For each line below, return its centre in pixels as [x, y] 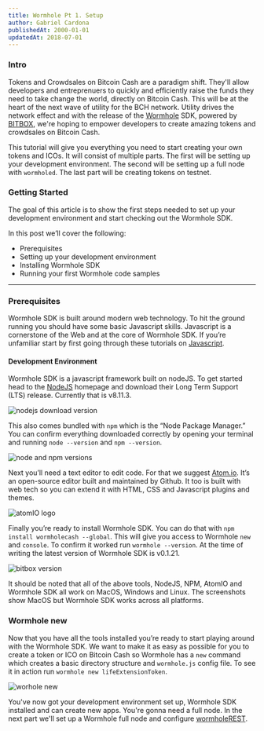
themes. [21, 498]
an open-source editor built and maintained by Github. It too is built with [125, 481]
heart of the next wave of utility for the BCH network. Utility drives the [121, 107]
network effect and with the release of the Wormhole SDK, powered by [123, 115]
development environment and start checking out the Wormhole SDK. [121, 217]
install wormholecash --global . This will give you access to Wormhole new [130, 537]
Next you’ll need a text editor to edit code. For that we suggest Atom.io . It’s [129, 473]
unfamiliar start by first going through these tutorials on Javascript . [117, 343]
